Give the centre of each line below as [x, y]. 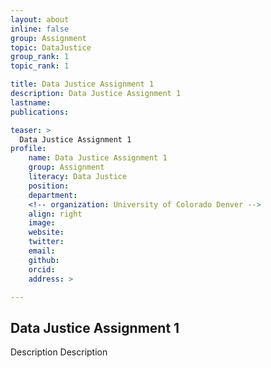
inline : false [40, 29]
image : [42, 223]
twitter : [46, 242]
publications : [40, 112]
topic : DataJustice [51, 47]
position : [49, 186]
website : [46, 232]
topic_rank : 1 [40, 66]
